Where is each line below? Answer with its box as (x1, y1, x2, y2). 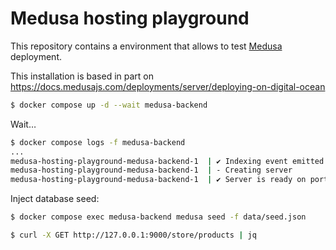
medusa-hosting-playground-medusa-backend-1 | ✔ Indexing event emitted (10, 156, 325, 166)
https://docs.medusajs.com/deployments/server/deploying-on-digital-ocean (10, 80, 326, 92)
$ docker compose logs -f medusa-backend (10, 137, 186, 147)
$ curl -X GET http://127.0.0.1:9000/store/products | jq (10, 230, 257, 241)
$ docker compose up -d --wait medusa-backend (10, 100, 208, 110)
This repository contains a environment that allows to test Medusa (10, 40, 283, 52)
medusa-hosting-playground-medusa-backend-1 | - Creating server (10, 165, 293, 176)
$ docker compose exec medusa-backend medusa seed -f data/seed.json (10, 212, 307, 222)
